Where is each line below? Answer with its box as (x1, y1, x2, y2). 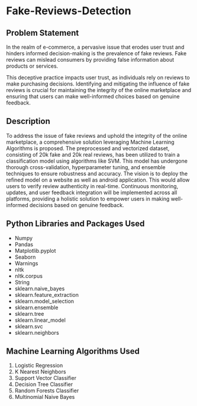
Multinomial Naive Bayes (14, 394, 75, 401)
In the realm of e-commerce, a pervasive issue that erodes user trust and (6, 43, 185, 50)
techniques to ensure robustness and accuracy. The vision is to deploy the (6, 170, 188, 177)
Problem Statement (6, 28, 79, 38)
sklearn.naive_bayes (14, 285, 65, 292)
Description (6, 116, 50, 126)
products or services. (6, 62, 59, 69)
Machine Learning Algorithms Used (6, 346, 140, 357)
